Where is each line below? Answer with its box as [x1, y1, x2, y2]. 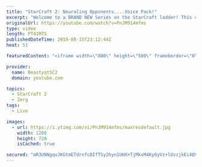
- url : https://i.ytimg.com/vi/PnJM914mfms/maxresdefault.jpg [11, 124, 171, 130]
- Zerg [11, 97, 28, 103]
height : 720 [17, 135, 47, 141]
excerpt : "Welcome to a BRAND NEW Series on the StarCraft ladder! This [6, 14, 192, 20]
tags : [6, 102, 20, 108]
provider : [6, 63, 31, 69]
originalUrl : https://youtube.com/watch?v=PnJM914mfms [6, 20, 147, 26]
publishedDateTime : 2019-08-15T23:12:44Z [6, 37, 112, 42]
